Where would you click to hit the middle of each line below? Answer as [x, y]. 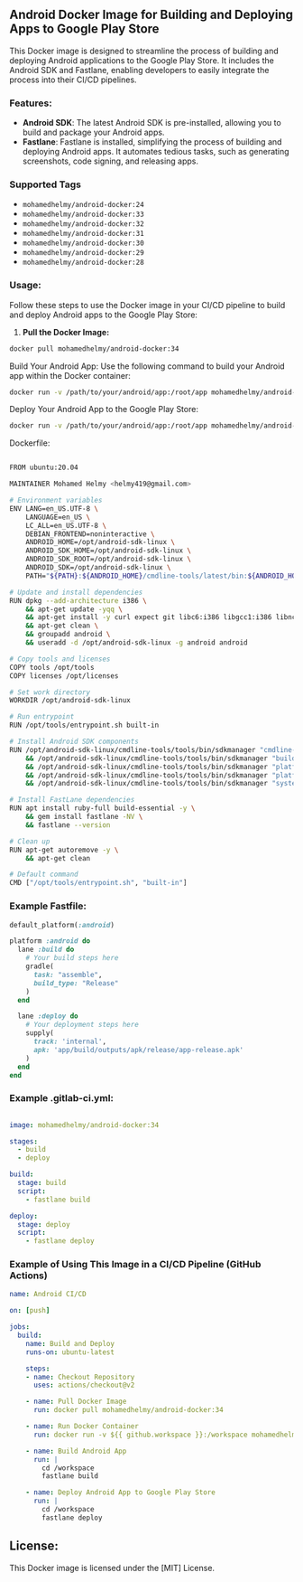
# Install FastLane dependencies [72, 800]
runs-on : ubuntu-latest [70, 1352]
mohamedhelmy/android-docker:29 [83, 253]
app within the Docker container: [70, 375]
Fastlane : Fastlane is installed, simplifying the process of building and [152, 142]
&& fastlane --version [68, 825]
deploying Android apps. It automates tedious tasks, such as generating [156, 152]
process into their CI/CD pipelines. [73, 80]
